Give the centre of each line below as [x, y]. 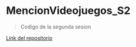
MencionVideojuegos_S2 [68, 11]
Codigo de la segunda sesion [56, 27]
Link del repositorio [29, 38]
